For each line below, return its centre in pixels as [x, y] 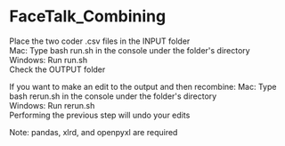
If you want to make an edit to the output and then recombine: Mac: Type [143, 86]
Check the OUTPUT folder [57, 69]
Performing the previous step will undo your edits [100, 115]
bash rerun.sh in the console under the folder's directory [113, 96]
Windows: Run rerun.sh [52, 105]
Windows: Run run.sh [49, 60]
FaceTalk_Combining [88, 16]
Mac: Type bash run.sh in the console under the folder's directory [130, 50]
